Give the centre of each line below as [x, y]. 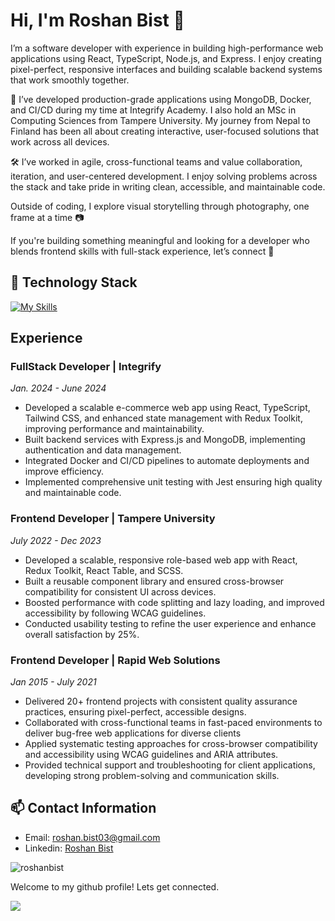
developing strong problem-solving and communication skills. [152, 776]
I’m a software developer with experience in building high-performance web [167, 48]
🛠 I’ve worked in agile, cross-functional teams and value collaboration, [156, 161]
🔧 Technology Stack [74, 282]
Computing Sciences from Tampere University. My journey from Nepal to [160, 120]
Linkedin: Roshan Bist [69, 848]
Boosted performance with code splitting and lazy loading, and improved [174, 602]
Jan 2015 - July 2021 [53, 682]
